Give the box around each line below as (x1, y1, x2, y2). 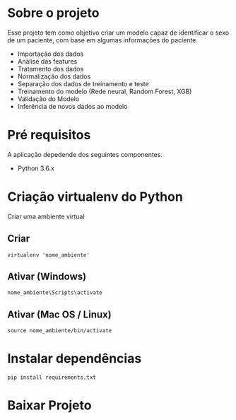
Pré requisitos (7, 127, 91, 143)
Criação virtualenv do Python (7, 189, 184, 205)
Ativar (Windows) (7, 271, 87, 283)
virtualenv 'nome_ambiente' (7, 251, 90, 259)
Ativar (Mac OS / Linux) (7, 308, 112, 320)
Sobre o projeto (7, 5, 100, 21)
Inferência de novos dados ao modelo (17, 102, 128, 110)
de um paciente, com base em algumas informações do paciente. (7, 35, 198, 44)
